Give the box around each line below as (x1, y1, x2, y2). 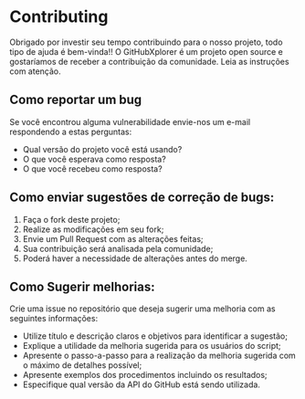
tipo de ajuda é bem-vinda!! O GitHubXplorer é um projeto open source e (9, 46, 283, 57)
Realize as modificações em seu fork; (22, 224, 164, 235)
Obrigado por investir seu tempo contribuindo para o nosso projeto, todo (9, 37, 283, 47)
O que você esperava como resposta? (22, 153, 166, 164)
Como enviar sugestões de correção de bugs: (9, 190, 275, 205)
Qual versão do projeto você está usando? (22, 143, 183, 154)
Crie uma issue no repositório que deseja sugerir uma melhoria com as (9, 303, 276, 314)
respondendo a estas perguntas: (9, 126, 132, 137)
